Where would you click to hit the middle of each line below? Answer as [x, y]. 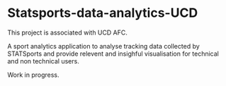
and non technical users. [43, 61]
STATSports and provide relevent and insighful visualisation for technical [113, 54]
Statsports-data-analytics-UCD [103, 13]
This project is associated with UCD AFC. [67, 32]
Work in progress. [33, 75]
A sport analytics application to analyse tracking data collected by [103, 46]
